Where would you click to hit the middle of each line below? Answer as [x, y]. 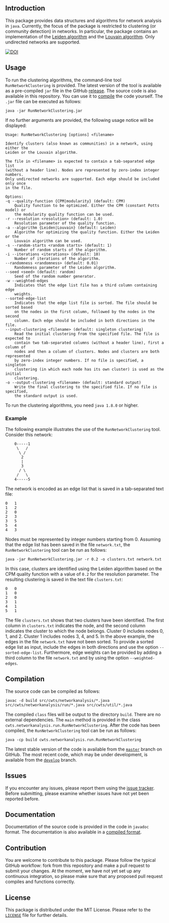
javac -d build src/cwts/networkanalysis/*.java [57, 700]
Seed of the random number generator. [55, 276]
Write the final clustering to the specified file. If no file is [86, 387]
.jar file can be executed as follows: [44, 101]
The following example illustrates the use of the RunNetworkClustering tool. [83, 429]
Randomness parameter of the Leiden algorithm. [65, 268]
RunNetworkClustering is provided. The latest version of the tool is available [83, 85]
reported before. [22, 799]
